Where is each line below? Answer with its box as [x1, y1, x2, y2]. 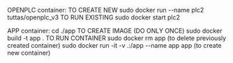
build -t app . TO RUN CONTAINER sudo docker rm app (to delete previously [7, 34, 227, 42]
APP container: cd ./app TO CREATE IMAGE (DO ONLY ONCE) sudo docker [7, 27, 223, 35]
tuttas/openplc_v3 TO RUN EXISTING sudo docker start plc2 [7, 13, 180, 21]
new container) [7, 48, 51, 57]
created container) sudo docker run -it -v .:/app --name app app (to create [7, 42, 222, 49]
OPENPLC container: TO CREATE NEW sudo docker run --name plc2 [7, 6, 204, 14]
